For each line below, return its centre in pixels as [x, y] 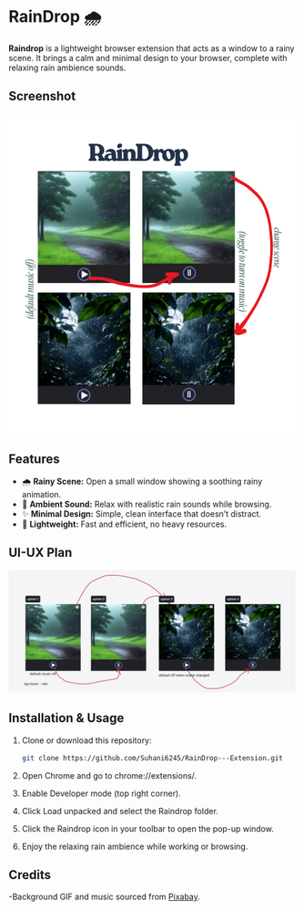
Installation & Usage [66, 718]
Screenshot [42, 96]
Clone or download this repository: [86, 740]
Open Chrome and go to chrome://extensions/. [109, 775]
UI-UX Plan [41, 553]
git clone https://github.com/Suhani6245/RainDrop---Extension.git [152, 758]
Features [34, 459]
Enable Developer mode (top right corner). [101, 793]
